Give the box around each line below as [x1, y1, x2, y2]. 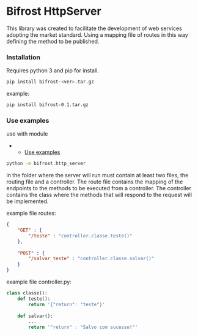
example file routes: [6, 210, 56, 217]
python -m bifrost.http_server [6, 161, 86, 167]
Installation [6, 53, 41, 61]
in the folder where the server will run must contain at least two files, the [6, 172, 189, 179]
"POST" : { [17, 250, 45, 256]
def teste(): [17, 296, 51, 302]
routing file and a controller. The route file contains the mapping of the [6, 178, 183, 185]
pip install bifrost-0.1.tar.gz [6, 102, 89, 108]
